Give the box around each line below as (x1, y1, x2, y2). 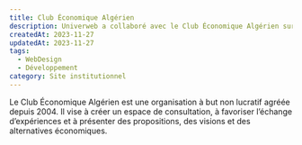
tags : (9, 47, 30, 56)
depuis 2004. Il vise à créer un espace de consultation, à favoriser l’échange (9, 105, 293, 117)
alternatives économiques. (9, 125, 108, 136)
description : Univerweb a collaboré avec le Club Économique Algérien (9, 22, 280, 31)
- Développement (17, 64, 78, 73)
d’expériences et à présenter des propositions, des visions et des (9, 115, 251, 126)
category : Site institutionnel (9, 72, 127, 81)
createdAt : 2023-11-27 (9, 30, 94, 39)
